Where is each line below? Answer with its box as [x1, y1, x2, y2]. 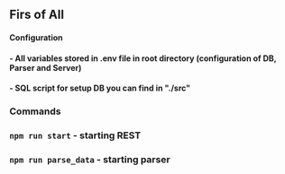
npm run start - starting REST [9, 129, 142, 142]
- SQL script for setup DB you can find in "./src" [9, 83, 191, 93]
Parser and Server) [9, 62, 82, 73]
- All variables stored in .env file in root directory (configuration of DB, [9, 53, 277, 64]
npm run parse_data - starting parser [9, 152, 170, 165]
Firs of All [9, 7, 65, 22]
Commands [9, 105, 61, 117]
